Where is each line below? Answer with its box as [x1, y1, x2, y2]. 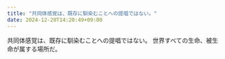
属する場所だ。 [19, 45, 62, 53]
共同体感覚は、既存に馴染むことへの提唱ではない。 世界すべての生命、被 [7, 36, 213, 45]
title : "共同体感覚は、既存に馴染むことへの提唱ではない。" [7, 10, 158, 17]
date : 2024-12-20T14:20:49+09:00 [7, 16, 103, 23]
